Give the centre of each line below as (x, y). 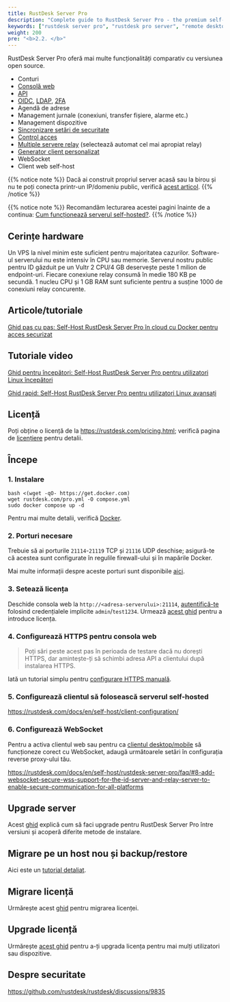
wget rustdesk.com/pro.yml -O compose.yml (69, 500)
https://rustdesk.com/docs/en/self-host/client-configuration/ (94, 712)
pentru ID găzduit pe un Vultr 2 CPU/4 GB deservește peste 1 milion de (107, 267)
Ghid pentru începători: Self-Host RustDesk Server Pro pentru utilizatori (108, 372)
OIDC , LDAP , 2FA (42, 101)
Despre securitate (47, 975)
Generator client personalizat (58, 152)
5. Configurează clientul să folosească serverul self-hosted (108, 697)
